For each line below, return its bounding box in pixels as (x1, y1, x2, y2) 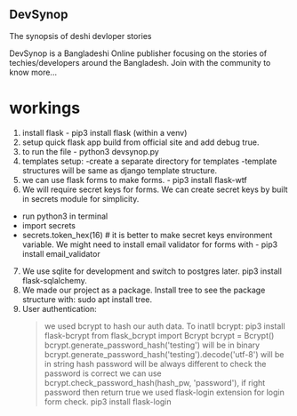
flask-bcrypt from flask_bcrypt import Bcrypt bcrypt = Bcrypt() (44, 330, 275, 340)
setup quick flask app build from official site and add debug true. (21, 137, 260, 148)
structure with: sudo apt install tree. (21, 293, 153, 305)
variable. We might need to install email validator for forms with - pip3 (21, 239, 278, 250)
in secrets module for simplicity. (21, 193, 140, 204)
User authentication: (21, 303, 98, 314)
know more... (9, 67, 58, 77)
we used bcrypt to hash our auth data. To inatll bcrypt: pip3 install (44, 320, 286, 332)
